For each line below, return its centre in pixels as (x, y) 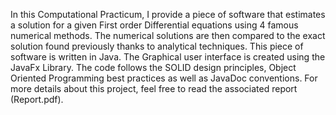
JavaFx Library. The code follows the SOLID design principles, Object (153, 67)
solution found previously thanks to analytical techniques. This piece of (157, 46)
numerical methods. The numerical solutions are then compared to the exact (168, 35)
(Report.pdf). (37, 99)
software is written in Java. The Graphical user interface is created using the (168, 57)
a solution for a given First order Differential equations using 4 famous (154, 25)
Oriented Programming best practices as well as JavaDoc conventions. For (164, 78)
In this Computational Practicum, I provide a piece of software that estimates (168, 14)
